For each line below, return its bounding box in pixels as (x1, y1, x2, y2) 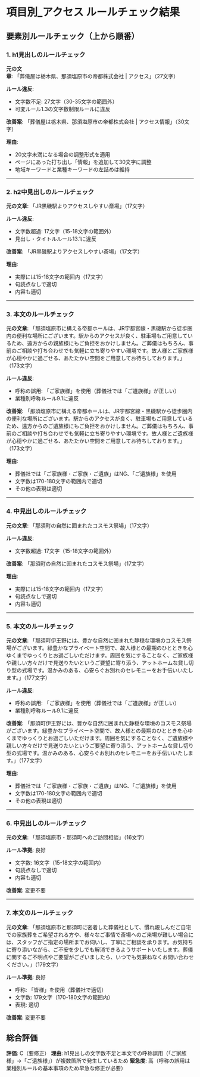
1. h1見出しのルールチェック (6, 50, 86, 58)
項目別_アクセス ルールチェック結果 (6, 5, 180, 19)
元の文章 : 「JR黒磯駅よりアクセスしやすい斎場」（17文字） (6, 202, 148, 209)
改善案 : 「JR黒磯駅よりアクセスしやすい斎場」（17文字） (6, 248, 143, 255)
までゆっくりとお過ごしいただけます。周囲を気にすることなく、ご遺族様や (11, 735, 193, 742)
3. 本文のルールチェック (6, 310, 74, 319)
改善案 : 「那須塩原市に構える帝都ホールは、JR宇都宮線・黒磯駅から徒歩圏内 (6, 408, 193, 415)
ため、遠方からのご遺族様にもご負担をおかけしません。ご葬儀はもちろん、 (6, 422, 189, 430)
